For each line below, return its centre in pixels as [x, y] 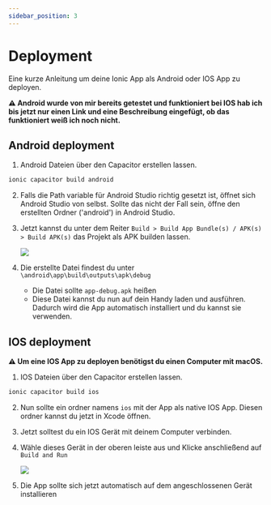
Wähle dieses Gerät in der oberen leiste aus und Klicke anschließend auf [141, 447]
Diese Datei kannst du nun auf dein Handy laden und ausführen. [139, 299]
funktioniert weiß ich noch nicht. [65, 120]
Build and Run [44, 455]
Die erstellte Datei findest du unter [77, 267]
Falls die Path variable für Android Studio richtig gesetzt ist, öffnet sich [138, 195]
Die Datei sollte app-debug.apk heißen [94, 291]
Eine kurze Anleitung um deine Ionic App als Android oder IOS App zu [124, 79]
